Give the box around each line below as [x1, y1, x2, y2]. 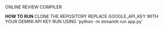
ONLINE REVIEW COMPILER [5, 4, 62, 10]
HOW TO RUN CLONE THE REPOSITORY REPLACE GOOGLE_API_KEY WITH [5, 14, 159, 19]
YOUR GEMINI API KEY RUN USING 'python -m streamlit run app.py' [5, 19, 143, 24]
